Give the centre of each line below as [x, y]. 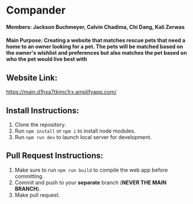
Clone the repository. [40, 125]
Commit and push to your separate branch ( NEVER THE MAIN [91, 182]
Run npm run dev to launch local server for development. [83, 137]
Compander [36, 10]
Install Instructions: [43, 111]
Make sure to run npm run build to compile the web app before [91, 170]
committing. [29, 176]
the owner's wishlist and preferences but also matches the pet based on [97, 53]
